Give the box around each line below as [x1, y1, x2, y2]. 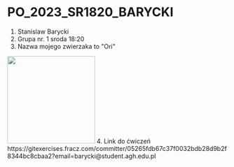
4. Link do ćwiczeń [96, 137, 151, 145]
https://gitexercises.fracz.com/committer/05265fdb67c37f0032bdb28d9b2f [7, 144, 228, 152]
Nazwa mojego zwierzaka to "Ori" [17, 42, 116, 50]
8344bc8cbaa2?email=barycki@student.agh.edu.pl [7, 152, 156, 160]
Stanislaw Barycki [17, 27, 69, 36]
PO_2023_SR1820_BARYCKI [7, 4, 174, 20]
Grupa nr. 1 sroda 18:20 [17, 34, 85, 43]
